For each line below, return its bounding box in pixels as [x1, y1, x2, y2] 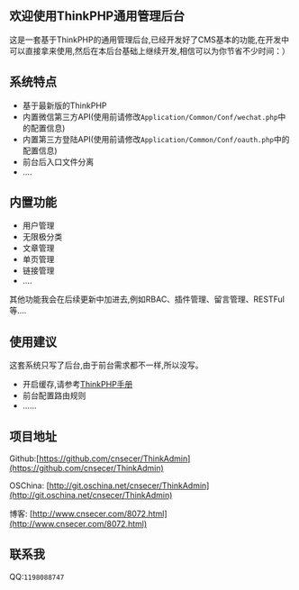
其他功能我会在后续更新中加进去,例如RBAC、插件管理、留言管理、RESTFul [9, 294, 285, 304]
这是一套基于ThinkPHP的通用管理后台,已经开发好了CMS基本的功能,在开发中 [9, 34, 290, 45]
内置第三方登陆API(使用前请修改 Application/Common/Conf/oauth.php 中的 [22, 133, 290, 144]
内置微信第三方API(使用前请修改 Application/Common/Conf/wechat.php [22, 111, 278, 122]
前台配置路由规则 [22, 390, 86, 401]
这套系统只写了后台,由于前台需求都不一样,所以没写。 [9, 359, 204, 371]
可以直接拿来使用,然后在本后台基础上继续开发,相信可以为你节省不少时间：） [9, 45, 291, 56]
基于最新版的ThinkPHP [22, 100, 107, 111]
